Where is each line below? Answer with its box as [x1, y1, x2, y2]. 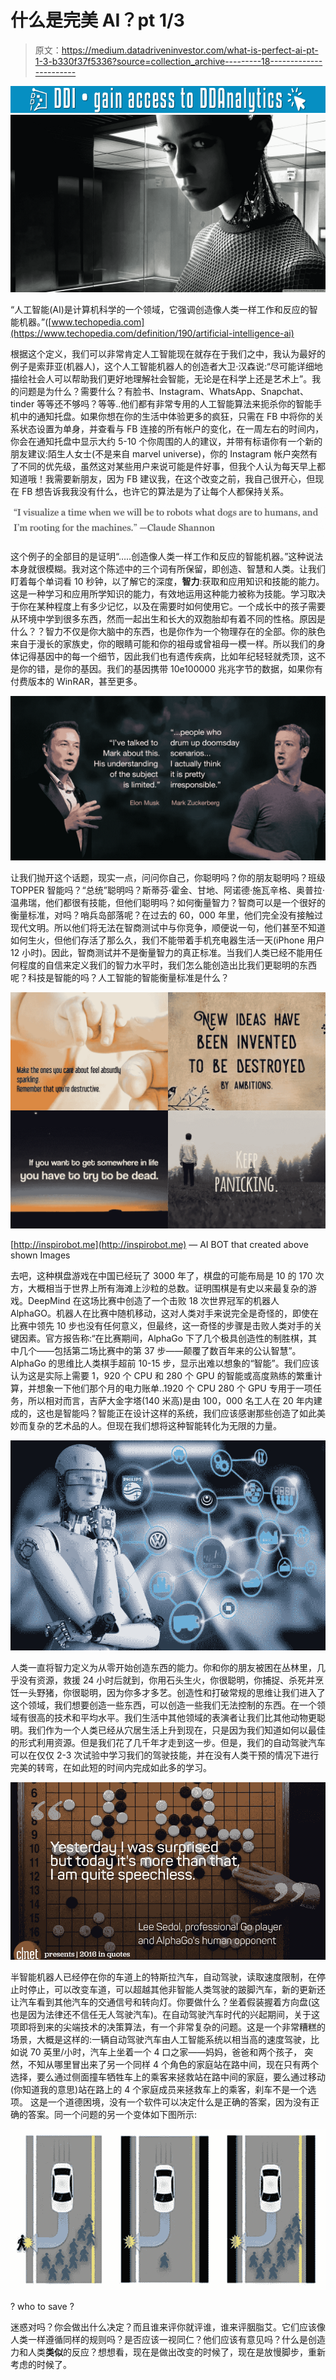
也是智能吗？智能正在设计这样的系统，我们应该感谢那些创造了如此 [44, 1407, 317, 1420]
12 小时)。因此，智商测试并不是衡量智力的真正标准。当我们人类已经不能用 [10, 947, 315, 959]
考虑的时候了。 [10, 2359, 72, 2371]
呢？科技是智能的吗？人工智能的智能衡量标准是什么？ [10, 972, 230, 984]
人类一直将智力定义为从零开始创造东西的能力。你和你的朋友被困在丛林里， [10, 1662, 317, 1674]
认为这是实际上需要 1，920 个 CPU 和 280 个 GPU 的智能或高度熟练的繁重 [10, 1370, 314, 1382]
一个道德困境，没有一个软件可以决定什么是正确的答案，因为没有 [47, 2096, 311, 2108]
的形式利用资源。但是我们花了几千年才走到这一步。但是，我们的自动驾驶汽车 [10, 1737, 326, 1749]
